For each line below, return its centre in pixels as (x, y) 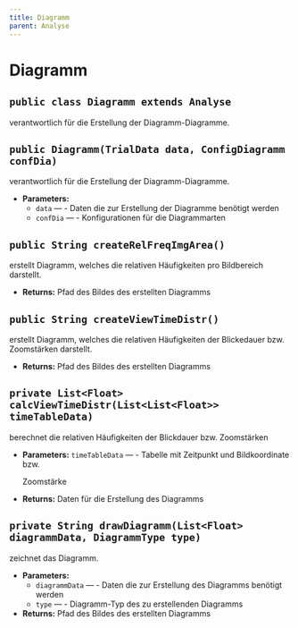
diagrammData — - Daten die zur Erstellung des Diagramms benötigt (159, 585)
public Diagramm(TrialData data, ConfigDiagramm (147, 149)
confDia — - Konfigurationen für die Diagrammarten (130, 218)
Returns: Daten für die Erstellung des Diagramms (113, 498)
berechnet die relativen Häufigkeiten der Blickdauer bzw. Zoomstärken (139, 437)
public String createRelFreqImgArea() (117, 245)
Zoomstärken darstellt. (51, 349)
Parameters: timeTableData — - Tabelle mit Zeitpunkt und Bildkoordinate (156, 454)
